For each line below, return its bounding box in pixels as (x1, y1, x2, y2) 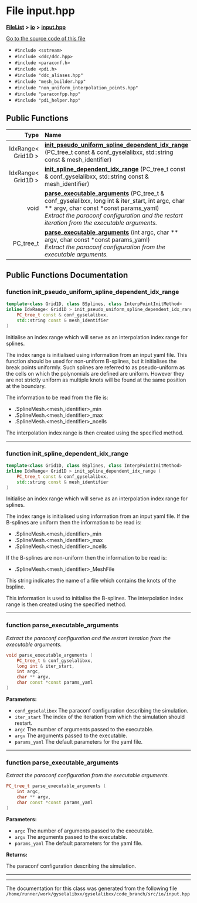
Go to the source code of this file (6, 35, 86, 42)
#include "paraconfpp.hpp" (14, 91, 81, 97)
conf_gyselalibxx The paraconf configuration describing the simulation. (14, 707, 189, 714)
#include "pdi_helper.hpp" (14, 97, 81, 103)
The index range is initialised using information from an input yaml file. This (6, 351, 188, 358)
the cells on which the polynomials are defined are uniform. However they (6, 370, 185, 377)
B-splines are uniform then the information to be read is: (6, 519, 142, 526)
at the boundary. (6, 382, 46, 389)
